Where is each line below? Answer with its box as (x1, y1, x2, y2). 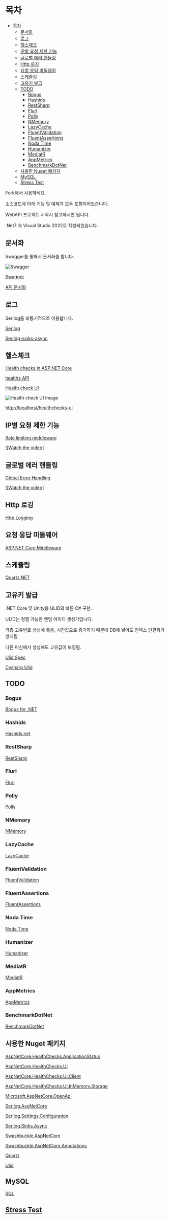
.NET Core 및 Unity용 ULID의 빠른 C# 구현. (5, 605, 92, 611)
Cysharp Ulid (5, 664, 33, 671)
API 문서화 (5, 284, 26, 290)
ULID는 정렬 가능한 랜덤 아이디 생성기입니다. (5, 616, 93, 622)
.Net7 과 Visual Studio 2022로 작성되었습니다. (5, 222, 98, 228)
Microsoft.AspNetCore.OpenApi (5, 1093, 72, 1099)
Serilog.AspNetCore (5, 1103, 47, 1109)
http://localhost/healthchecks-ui (5, 405, 73, 411)
